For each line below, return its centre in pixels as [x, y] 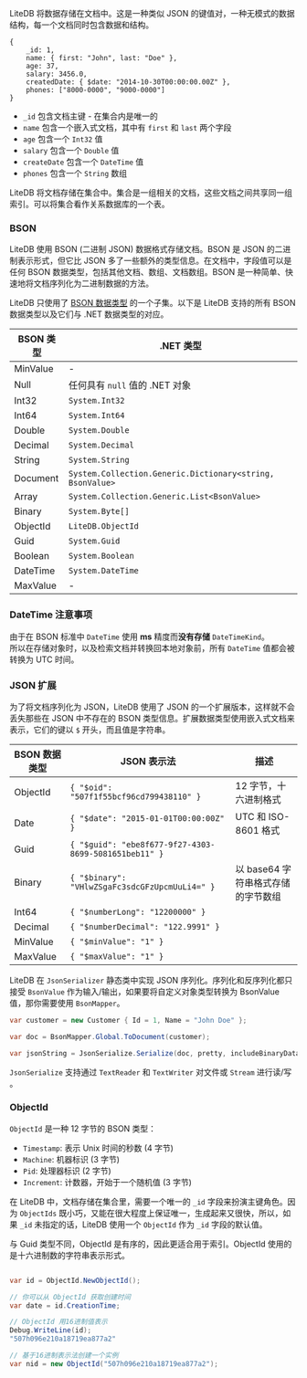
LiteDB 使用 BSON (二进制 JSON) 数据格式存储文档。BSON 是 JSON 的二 [146, 249]
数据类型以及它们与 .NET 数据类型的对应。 [89, 314]
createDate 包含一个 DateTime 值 [83, 162]
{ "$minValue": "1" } [117, 941]
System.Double [99, 431]
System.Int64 [96, 416]
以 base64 [258, 868]
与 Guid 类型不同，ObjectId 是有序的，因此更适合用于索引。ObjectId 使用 [147, 1244]
